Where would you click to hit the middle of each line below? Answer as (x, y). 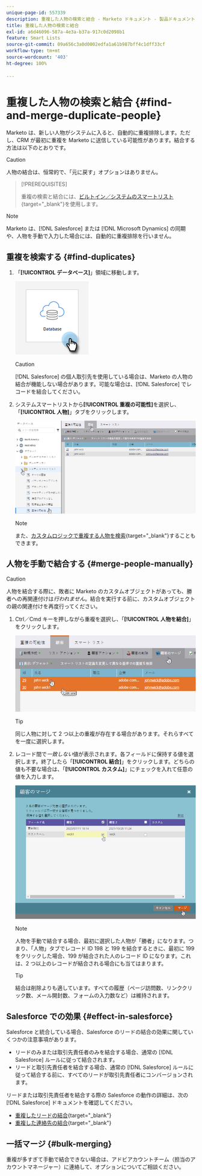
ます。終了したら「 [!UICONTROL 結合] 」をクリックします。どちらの (110, 762)
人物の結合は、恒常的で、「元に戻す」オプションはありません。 (84, 172)
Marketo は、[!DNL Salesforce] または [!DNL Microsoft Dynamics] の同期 (96, 229)
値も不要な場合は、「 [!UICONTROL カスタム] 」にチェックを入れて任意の (104, 769)
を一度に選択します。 (41, 741)
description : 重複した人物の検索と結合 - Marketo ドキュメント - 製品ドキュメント (101, 19)
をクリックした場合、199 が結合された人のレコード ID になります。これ (103, 956)
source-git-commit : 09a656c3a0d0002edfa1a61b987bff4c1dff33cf (86, 45)
